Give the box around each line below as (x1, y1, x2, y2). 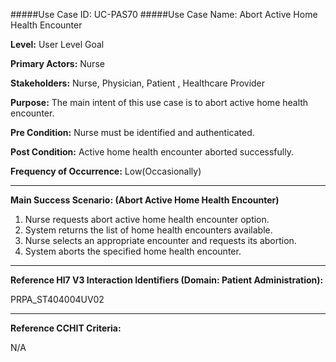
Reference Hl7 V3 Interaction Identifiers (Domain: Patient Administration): (10, 274, 324, 286)
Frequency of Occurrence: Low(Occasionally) (10, 165, 202, 177)
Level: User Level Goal (10, 39, 105, 50)
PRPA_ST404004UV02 (10, 294, 105, 305)
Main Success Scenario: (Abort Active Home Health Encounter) (10, 194, 280, 206)
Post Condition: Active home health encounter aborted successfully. (10, 146, 294, 158)
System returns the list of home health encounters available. (24, 224, 273, 236)
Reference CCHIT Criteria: (10, 322, 122, 334)
